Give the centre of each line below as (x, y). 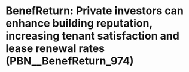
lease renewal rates (55, 49)
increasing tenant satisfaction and (93, 36)
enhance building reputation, (79, 23)
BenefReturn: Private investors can (94, 11)
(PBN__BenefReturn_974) (70, 61)
